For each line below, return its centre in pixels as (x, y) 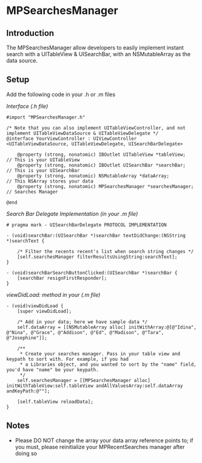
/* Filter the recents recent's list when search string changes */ (106, 251)
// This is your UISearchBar (43, 170)
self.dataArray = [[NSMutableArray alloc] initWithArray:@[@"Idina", (107, 327)
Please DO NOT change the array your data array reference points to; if (104, 440)
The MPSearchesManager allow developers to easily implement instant (95, 47)
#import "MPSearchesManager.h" (46, 117)
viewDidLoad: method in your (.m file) (53, 294)
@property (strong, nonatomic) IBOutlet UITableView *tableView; (102, 155)
